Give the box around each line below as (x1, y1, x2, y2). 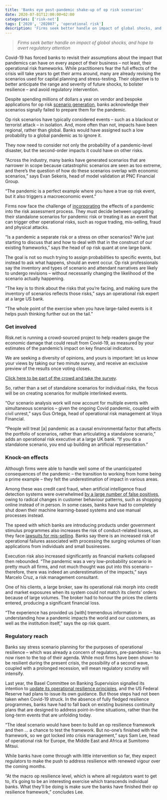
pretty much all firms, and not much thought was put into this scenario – (5, 563, 153, 569)
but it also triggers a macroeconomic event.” (5, 193, 96, 199)
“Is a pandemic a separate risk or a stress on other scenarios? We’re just (5, 234, 154, 240)
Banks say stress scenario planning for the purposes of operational (5, 644, 143, 650)
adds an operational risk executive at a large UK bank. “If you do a (5, 436, 141, 442)
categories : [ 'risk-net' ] (5, 16, 59, 21)
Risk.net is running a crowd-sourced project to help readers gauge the (5, 334, 150, 340)
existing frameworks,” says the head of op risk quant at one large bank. (5, 244, 152, 250)
